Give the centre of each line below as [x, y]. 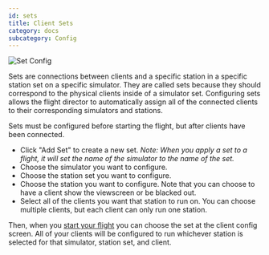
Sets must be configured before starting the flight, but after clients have [127, 126]
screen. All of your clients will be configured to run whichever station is [126, 234]
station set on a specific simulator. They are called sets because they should [134, 85]
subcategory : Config [43, 38]
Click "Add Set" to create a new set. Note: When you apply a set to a [133, 150]
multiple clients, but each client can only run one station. [113, 210]
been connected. [37, 135]
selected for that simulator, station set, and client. [90, 242]
